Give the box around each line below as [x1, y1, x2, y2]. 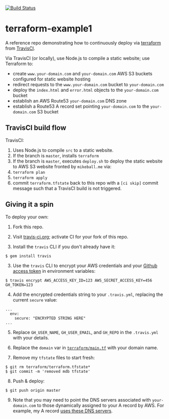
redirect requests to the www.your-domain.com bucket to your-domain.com [12, 81, 164, 87]
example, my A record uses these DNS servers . [12, 408, 113, 414]
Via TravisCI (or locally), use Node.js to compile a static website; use [5, 55, 150, 61]
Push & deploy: [12, 377, 45, 384]
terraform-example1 [5, 23, 92, 34]
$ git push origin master [5, 388, 60, 393]
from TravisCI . [5, 45, 35, 51]
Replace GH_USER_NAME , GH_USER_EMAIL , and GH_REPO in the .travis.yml [12, 329, 159, 335]
